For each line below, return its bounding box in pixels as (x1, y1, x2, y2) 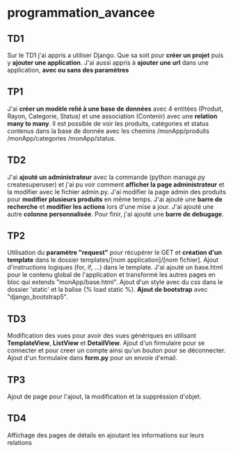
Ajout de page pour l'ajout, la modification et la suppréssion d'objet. (7, 392, 202, 401)
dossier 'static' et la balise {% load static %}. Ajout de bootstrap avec (7, 286, 208, 294)
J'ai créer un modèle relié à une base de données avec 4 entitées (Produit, (7, 104, 224, 113)
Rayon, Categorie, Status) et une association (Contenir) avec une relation (7, 111, 218, 120)
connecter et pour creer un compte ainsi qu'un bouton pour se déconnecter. (7, 346, 226, 354)
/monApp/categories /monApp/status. (7, 134, 116, 142)
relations (7, 438, 33, 446)
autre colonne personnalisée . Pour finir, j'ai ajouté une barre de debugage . (7, 210, 224, 218)
